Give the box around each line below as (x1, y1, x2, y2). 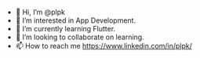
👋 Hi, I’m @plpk (15, 8, 65, 16)
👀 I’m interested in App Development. (15, 16, 136, 25)
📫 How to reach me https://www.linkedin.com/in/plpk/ (15, 42, 192, 50)
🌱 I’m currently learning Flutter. (15, 24, 116, 33)
